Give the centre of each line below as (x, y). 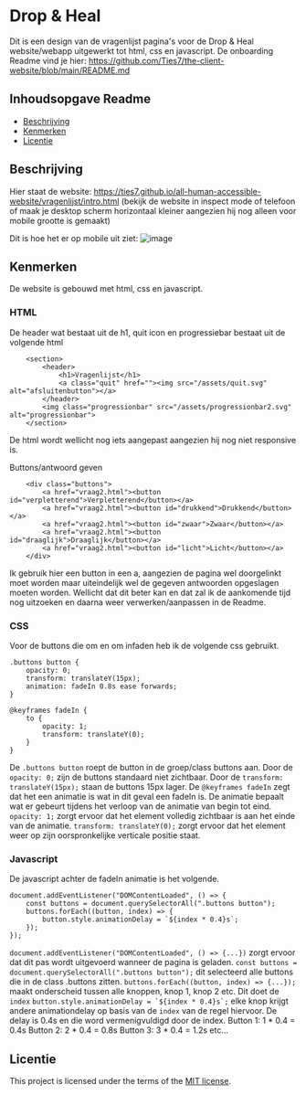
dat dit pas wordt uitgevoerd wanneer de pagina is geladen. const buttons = (153, 962)
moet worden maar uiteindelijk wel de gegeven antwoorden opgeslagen (144, 582)
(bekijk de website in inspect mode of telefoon (208, 201)
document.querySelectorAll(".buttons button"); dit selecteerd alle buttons (152, 972)
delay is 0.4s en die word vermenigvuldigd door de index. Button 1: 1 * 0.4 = (153, 1021)
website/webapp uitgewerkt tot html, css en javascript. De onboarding (142, 50)
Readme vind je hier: (48, 60)
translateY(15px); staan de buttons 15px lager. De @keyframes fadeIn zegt (150, 786)
